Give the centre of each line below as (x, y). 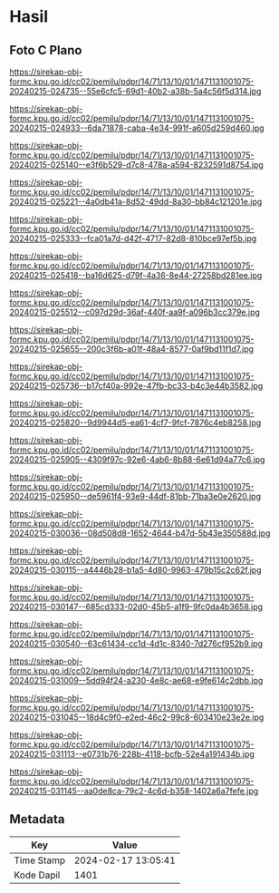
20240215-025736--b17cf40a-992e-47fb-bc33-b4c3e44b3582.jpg (136, 386)
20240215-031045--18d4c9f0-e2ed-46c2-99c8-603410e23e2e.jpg (137, 717)
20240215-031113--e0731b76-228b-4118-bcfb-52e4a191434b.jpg (132, 754)
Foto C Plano (46, 50)
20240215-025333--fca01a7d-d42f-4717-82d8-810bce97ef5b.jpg (133, 238)
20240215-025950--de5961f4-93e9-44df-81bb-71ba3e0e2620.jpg (135, 496)
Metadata (37, 819)
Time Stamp (40, 860)
